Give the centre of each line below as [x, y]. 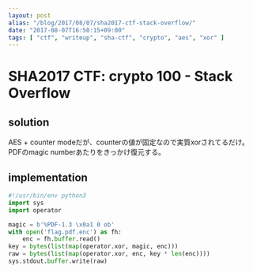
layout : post [30, 15]
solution [29, 122]
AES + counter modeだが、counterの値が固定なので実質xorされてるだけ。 [128, 142]
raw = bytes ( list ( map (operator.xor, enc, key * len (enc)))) [110, 254]
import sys [26, 203]
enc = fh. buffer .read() [62, 239]
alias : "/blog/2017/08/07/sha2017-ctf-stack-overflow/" [102, 23]
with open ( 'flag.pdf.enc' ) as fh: [65, 232]
